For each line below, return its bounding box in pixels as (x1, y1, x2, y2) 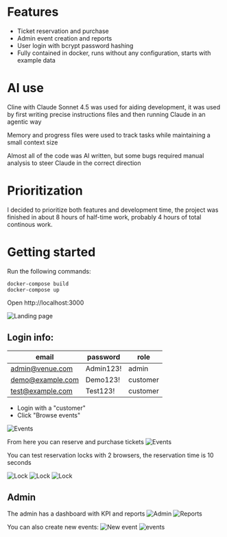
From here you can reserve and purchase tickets (7, 437, 144, 446)
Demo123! (85, 375, 121, 384)
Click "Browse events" (16, 410, 81, 419)
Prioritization (7, 183, 84, 199)
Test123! (85, 386, 115, 395)
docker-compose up (7, 286, 60, 293)
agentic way (7, 118, 42, 126)
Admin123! (85, 364, 122, 373)
